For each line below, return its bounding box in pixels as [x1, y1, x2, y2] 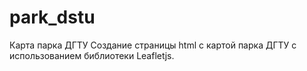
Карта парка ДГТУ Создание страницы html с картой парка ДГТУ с [9, 39, 297, 51]
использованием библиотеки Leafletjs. [9, 49, 175, 61]
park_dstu [9, 6, 96, 29]
